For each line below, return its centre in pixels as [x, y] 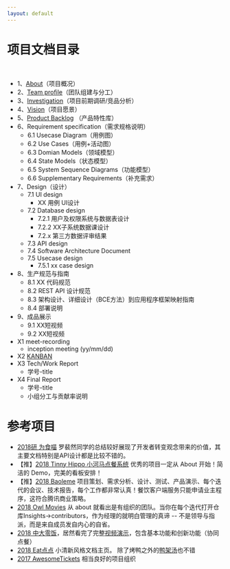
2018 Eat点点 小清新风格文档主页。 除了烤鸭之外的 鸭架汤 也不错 [106, 550]
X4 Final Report [39, 379]
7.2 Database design [56, 210]
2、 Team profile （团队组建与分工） [67, 92]
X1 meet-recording [43, 341]
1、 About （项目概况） [48, 83]
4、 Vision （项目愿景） [49, 109]
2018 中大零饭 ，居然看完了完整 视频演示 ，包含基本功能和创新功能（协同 [118, 533]
